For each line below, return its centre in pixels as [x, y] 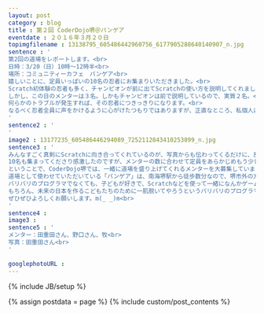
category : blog [35, 23]
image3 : [22, 220]
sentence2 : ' [31, 125]
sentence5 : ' [31, 228]
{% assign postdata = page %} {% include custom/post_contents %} [119, 301]
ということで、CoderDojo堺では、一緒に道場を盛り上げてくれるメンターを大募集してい [129, 169]
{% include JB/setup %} [47, 286]
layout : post [29, 15]
